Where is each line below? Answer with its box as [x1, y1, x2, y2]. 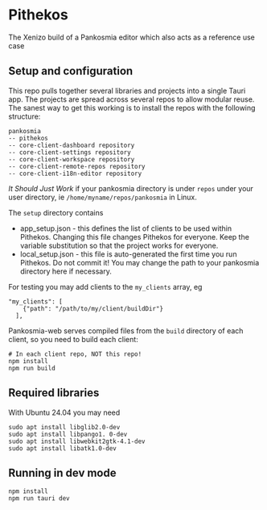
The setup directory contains [8, 207, 104, 217]
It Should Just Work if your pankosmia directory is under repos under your [8, 183, 253, 193]
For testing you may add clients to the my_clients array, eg [8, 282, 203, 291]
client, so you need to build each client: [8, 334, 138, 344]
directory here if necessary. [19, 266, 113, 276]
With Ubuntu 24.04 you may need [8, 408, 121, 417]
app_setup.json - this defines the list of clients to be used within [19, 224, 232, 233]
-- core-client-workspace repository [8, 155, 135, 163]
